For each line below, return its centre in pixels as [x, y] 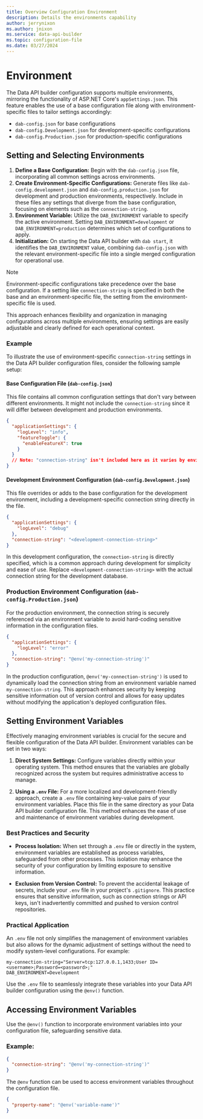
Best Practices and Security [48, 833]
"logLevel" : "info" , [43, 432]
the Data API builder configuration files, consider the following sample [93, 363]
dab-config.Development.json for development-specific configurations [102, 130]
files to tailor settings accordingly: [69, 112]
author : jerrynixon [31, 23]
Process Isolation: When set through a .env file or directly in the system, [105, 846]
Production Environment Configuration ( [66, 592]
